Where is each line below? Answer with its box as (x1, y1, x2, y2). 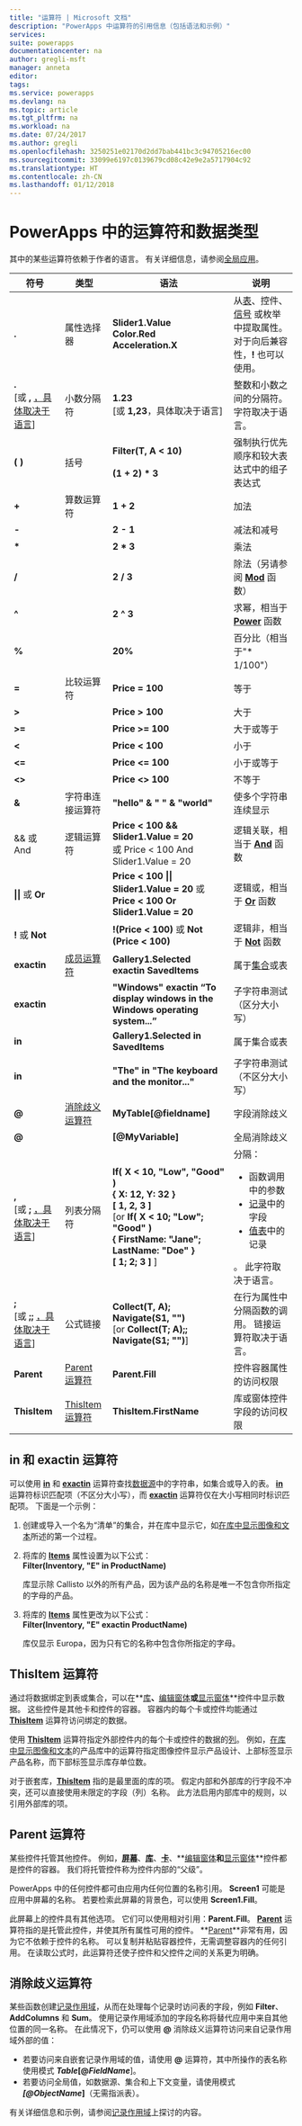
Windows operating (111, 1004, 200, 1017)
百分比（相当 (233, 632, 289, 644)
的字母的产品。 (22, 1590, 78, 1601)
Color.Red (111, 327, 156, 340)
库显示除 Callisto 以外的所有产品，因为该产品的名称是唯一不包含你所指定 (22, 1578, 291, 1589)
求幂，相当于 (233, 602, 289, 614)
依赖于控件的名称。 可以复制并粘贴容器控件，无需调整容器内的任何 (32, 1935, 280, 1946)
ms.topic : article (9, 105, 78, 114)
